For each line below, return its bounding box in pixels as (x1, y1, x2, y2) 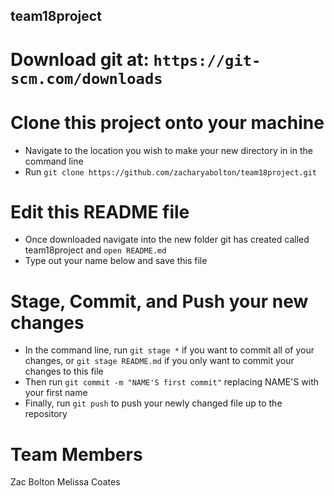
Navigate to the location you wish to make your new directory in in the (24, 144, 313, 156)
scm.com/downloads (10, 69, 163, 88)
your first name (24, 387, 88, 399)
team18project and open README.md (24, 244, 167, 256)
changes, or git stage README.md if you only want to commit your (24, 355, 295, 367)
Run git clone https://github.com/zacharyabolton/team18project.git (24, 165, 317, 178)
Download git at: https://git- (10, 48, 262, 71)
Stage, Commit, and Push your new (10, 290, 309, 313)
